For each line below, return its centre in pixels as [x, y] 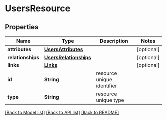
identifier [107, 86]
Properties [22, 27]
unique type [110, 100]
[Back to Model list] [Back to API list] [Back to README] [62, 112]
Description [114, 41]
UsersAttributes [63, 49]
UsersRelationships [68, 57]
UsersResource [38, 9]
